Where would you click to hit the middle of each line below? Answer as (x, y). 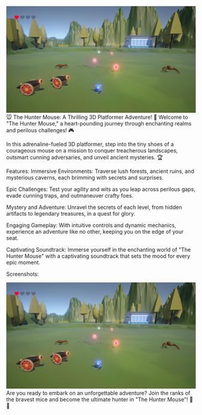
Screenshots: (23, 274)
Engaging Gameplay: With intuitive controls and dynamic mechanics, (91, 225)
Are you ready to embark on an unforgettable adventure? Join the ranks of (98, 393)
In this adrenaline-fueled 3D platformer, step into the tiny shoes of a (90, 144)
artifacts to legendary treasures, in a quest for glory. (71, 213)
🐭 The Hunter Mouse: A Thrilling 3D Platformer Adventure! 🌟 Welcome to (97, 117)
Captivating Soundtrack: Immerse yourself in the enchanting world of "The (99, 249)
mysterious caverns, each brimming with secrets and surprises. (85, 177)
